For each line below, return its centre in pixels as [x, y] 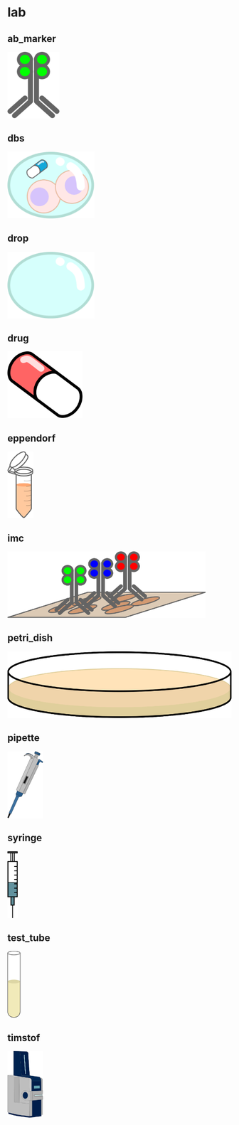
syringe [25, 838]
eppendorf [32, 438]
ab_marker [32, 39]
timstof [24, 1038]
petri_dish [30, 638]
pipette [24, 738]
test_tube [29, 938]
